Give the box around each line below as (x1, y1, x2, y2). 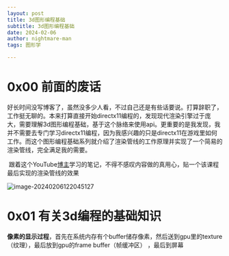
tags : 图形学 (7, 42, 41, 48)
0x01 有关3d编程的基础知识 (7, 209, 162, 224)
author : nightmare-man (7, 35, 72, 42)
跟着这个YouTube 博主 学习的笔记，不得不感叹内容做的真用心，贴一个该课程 (8, 160, 219, 168)
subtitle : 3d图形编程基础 (7, 23, 75, 29)
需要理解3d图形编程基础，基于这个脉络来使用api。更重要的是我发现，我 (18, 120, 221, 128)
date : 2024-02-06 (7, 29, 57, 36)
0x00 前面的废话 (7, 79, 101, 95)
